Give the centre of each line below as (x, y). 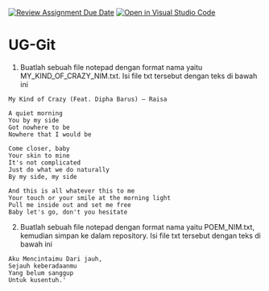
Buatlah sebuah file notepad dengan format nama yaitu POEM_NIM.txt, (137, 227)
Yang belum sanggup (41, 273)
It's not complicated (45, 162)
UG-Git (32, 45)
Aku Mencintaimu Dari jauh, (56, 259)
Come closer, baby (39, 148)
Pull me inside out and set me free (70, 205)
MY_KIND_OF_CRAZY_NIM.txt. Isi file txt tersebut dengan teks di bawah (139, 76)
